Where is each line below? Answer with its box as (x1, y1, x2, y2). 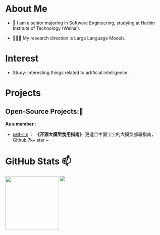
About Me (5, 3, 47, 15)
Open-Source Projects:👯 (5, 107, 84, 116)
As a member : (5, 121, 36, 127)
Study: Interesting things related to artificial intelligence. (12, 69, 129, 75)
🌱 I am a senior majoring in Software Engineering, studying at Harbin (12, 20, 155, 26)
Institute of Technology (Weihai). (12, 25, 81, 31)
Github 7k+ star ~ (12, 137, 49, 143)
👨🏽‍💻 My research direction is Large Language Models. (12, 35, 126, 41)
